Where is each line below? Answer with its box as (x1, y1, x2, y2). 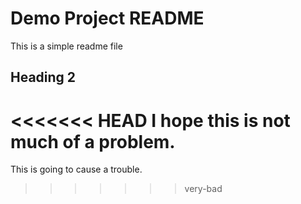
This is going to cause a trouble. (10, 163, 143, 176)
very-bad (184, 183, 223, 195)
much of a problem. (10, 130, 176, 153)
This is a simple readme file (10, 40, 123, 52)
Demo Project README (10, 7, 205, 30)
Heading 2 (10, 69, 77, 86)
